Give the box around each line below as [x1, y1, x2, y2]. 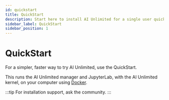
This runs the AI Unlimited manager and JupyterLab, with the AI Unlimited [5, 74, 157, 80]
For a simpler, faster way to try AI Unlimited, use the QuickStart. [5, 64, 137, 70]
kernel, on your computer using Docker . [5, 79, 88, 85]
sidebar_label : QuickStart [5, 21, 62, 27]
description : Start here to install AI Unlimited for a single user [5, 17, 152, 22]
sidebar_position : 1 [5, 26, 49, 31]
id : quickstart [5, 7, 37, 13]
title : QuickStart [5, 12, 44, 17]
